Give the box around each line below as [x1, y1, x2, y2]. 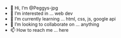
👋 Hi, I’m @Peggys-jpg [10, 5, 58, 11]
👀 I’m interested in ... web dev [10, 10, 73, 16]
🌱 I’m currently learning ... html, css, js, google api [10, 16, 116, 22]
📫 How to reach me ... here [10, 27, 69, 33]
